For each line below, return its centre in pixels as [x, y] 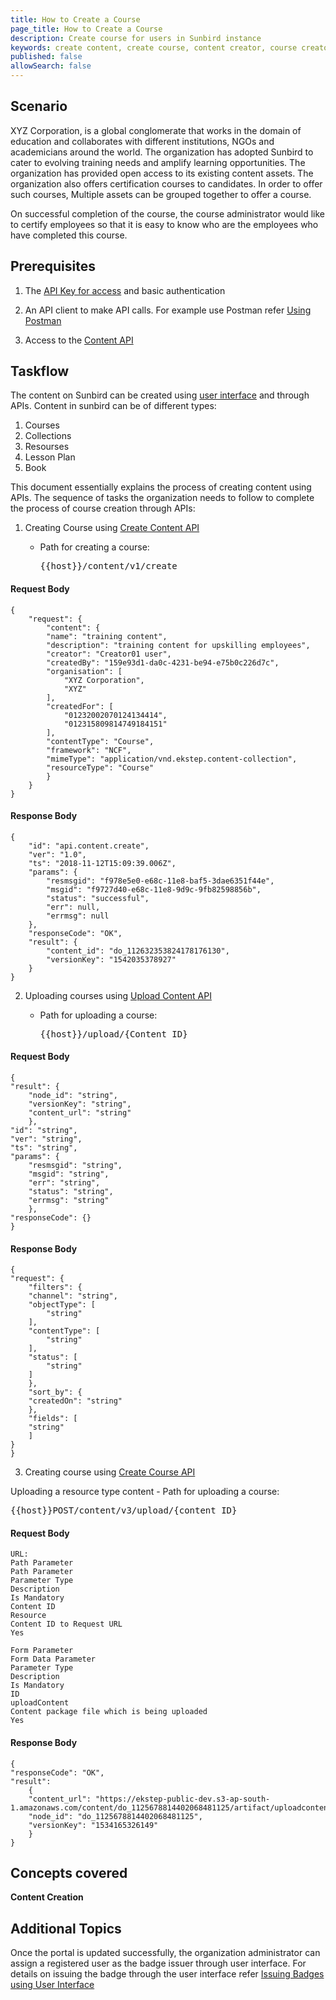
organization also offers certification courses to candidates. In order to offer [166, 183]
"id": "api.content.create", [89, 846]
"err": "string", [64, 1183]
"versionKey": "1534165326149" [93, 1825]
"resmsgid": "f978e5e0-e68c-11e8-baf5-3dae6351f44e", [160, 881]
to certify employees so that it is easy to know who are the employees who [164, 224]
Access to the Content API [79, 340]
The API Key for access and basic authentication [125, 290]
